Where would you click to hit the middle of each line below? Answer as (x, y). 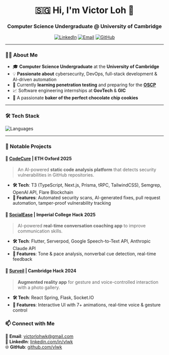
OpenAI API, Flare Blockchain (43, 192)
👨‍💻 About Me (21, 55)
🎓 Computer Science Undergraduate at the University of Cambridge (86, 66)
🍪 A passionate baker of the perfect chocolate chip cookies (75, 97)
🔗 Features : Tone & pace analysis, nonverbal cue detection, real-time (84, 254)
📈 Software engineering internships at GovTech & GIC (69, 90)
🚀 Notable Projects (28, 146)
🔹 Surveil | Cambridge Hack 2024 (41, 271)
